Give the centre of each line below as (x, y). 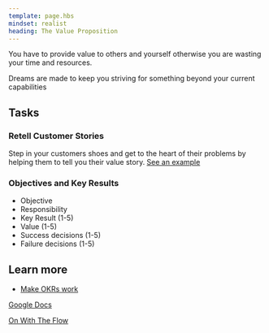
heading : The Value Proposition (63, 31)
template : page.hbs (41, 16)
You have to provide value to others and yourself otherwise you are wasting (135, 54)
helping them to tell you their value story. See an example (104, 162)
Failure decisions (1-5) (57, 244)
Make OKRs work (49, 289)
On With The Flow (39, 321)
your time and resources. (50, 63)
